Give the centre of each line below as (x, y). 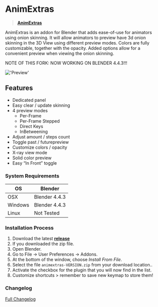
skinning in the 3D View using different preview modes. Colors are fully (77, 43)
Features (19, 88)
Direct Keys (31, 126)
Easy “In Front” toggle (35, 163)
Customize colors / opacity (40, 147)
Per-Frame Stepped (40, 121)
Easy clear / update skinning (41, 105)
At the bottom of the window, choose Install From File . (67, 260)
